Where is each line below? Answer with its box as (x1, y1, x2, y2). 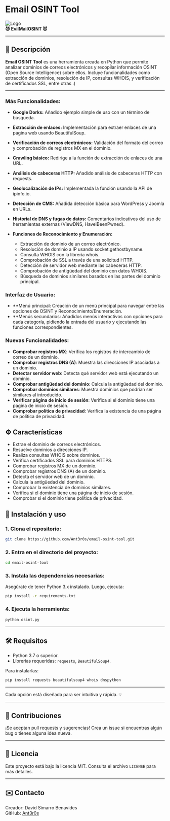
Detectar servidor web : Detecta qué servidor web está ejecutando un (12, 370, 159, 376)
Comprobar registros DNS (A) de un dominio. (12, 468, 107, 474)
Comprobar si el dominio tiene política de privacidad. (12, 495, 123, 501)
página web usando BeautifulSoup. (12, 130, 86, 136)
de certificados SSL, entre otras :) (5, 80, 76, 86)
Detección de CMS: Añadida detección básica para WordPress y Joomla (12, 200, 164, 207)
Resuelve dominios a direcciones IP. (12, 447, 88, 453)
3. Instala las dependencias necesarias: (5, 572, 105, 579)
